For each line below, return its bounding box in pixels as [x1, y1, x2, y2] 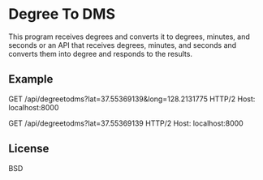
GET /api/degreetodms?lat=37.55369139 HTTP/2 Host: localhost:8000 [8, 118, 244, 128]
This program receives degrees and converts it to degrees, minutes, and [8, 32, 250, 41]
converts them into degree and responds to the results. [8, 49, 193, 58]
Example [8, 72, 54, 86]
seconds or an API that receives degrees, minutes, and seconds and [8, 40, 237, 49]
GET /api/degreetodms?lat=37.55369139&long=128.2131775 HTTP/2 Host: [8, 94, 256, 104]
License [8, 142, 50, 156]
